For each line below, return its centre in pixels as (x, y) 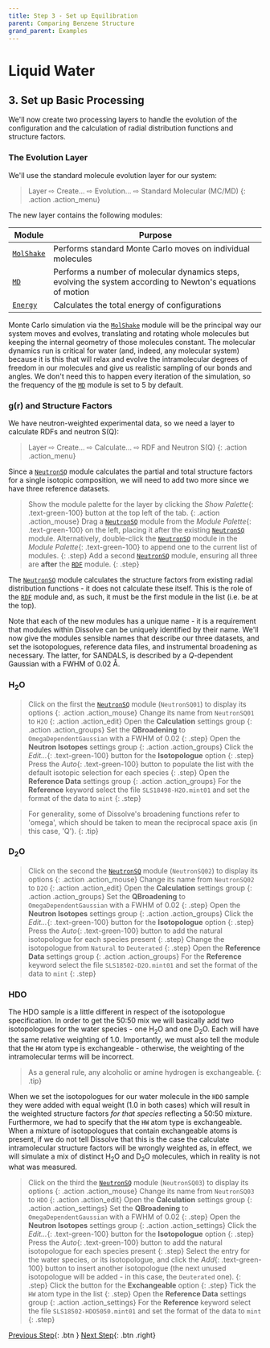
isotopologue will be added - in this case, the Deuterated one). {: (134, 1276)
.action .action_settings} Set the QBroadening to (108, 1208)
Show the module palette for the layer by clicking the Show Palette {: (141, 504)
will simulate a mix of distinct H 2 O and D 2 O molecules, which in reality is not (134, 1157)
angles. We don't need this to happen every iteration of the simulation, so (129, 376)
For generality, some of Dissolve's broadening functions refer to (134, 814)
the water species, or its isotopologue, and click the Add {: (124, 1259)
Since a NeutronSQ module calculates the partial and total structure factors (131, 471)
